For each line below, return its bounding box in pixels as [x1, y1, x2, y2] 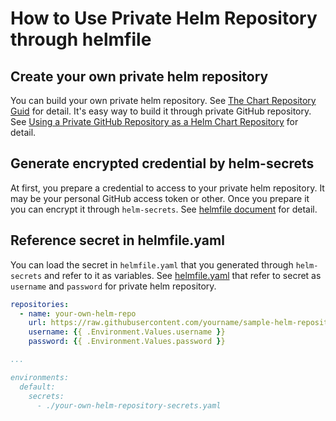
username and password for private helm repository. [10, 280, 217, 292]
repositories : [10, 299, 70, 309]
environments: [10, 372, 70, 382]
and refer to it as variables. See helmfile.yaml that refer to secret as [44, 269, 322, 281]
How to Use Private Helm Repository [10, 7, 318, 30]
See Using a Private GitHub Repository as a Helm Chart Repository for [10, 116, 299, 127]
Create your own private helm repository [10, 68, 269, 85]
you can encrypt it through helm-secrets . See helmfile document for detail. [10, 203, 318, 215]
